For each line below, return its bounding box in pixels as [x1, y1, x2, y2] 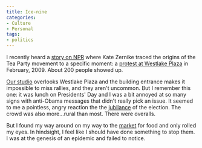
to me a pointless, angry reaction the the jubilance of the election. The [6, 104, 181, 111]
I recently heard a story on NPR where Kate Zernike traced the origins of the [6, 54, 196, 60]
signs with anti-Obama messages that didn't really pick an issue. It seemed [6, 97, 194, 105]
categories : [6, 14, 36, 21]
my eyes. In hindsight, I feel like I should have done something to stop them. [6, 128, 195, 135]
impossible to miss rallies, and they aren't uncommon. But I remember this [6, 85, 191, 91]
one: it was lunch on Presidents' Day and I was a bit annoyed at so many [6, 91, 186, 98]
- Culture [6, 20, 31, 26]
